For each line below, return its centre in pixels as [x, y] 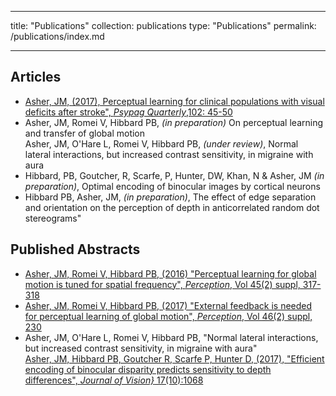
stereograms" [53, 218]
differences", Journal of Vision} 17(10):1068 [114, 380]
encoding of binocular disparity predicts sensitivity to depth [148, 369]
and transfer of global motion [85, 133]
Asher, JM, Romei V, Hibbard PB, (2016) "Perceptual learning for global [170, 273]
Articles [36, 77]
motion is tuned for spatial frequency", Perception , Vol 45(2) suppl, [162, 284]
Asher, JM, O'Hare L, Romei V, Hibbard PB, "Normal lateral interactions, [171, 337]
